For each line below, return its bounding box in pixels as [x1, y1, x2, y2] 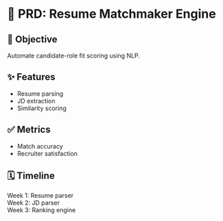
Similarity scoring [16, 104, 67, 112]
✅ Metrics [7, 124, 51, 135]
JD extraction [16, 96, 56, 105]
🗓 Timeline [7, 170, 55, 182]
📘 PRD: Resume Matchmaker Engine [7, 6, 216, 22]
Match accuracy [16, 142, 63, 150]
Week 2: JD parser [7, 198, 60, 207]
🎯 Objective [7, 34, 58, 45]
